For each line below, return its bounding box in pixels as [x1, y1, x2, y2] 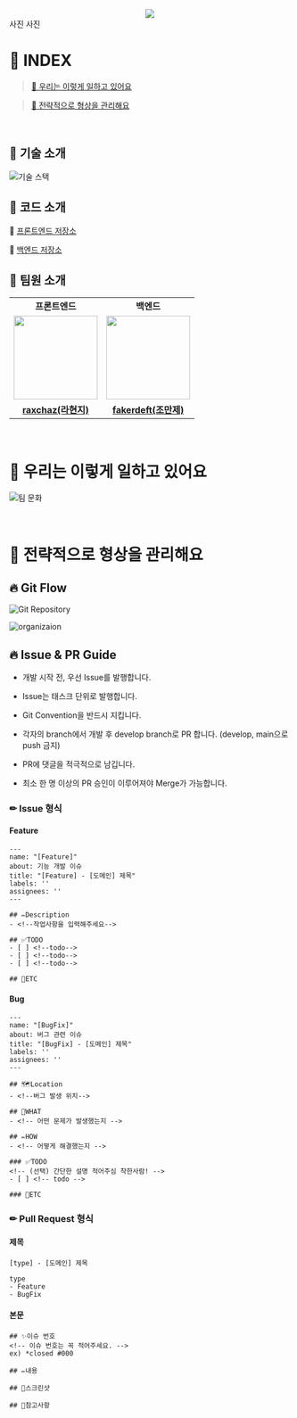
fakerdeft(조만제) [112, 404, 185, 416]
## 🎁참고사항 [9, 1400, 51, 1410]
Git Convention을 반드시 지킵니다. [21, 710, 142, 721]
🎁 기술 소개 [9, 146, 67, 161]
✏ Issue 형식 [9, 803, 62, 815]
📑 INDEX [9, 51, 73, 70]
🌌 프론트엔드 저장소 [9, 225, 78, 235]
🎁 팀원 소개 [9, 272, 67, 288]
